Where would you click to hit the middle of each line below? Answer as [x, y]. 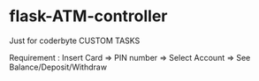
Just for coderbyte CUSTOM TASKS [75, 40]
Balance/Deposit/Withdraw [58, 67]
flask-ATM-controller [88, 16]
